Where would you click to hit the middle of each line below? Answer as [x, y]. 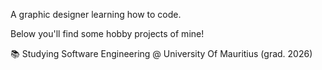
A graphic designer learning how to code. [96, 14]
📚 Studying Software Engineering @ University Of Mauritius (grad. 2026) [161, 53]
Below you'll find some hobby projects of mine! [107, 33]
